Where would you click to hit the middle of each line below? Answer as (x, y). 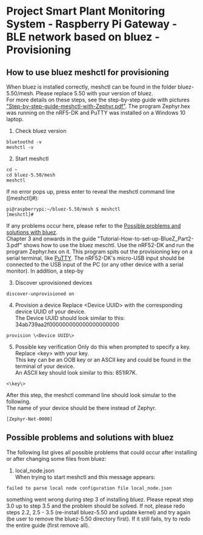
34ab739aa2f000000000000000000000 (67, 324)
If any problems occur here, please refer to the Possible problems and (94, 226)
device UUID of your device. (50, 312)
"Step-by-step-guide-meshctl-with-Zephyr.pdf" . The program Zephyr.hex (98, 106)
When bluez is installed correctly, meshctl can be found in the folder (92, 87)
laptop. (15, 119)
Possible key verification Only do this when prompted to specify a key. (103, 347)
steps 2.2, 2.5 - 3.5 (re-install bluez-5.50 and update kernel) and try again (98, 512)
